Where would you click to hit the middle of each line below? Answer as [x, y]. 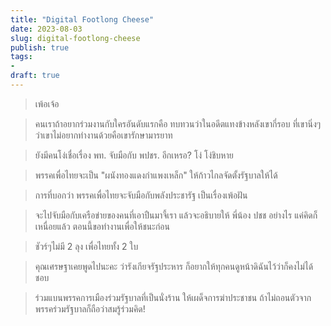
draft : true [35, 76]
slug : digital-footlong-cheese [75, 38]
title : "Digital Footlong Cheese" [82, 19]
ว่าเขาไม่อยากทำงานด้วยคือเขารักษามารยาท [103, 135]
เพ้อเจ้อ [47, 103]
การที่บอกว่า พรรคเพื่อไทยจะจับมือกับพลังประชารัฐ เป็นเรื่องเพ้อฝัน [141, 195]
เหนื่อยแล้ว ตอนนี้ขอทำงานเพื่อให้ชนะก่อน [102, 226]
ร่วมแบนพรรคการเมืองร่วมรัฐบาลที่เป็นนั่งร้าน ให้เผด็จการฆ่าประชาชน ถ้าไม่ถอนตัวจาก [173, 297]
